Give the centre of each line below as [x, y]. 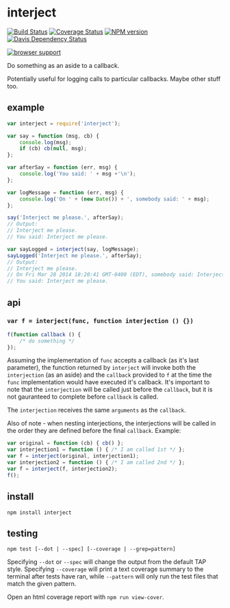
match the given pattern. [42, 584]
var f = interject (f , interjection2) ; [62, 469]
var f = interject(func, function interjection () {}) [100, 321]
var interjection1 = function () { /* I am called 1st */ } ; [96, 450]
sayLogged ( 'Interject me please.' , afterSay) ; [75, 255]
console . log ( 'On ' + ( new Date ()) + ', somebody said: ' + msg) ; [115, 199]
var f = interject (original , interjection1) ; [73, 456]
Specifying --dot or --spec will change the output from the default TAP [107, 562]
